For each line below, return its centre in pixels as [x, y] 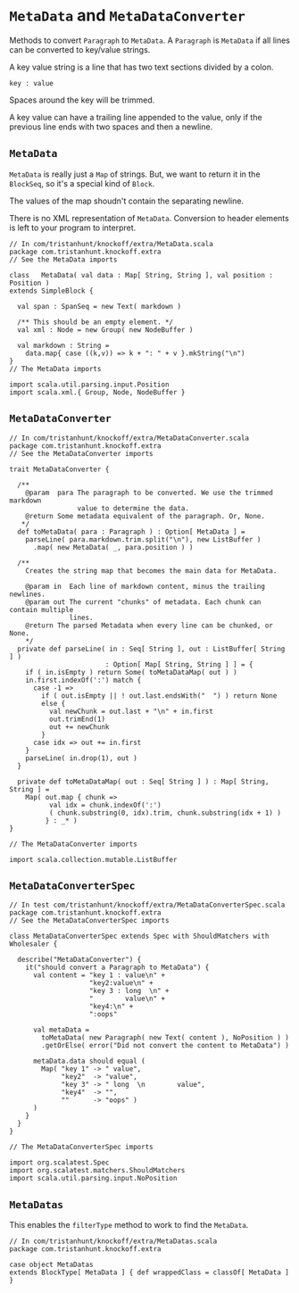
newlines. [28, 594]
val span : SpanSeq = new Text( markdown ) [99, 306]
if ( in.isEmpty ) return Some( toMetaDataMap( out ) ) [132, 672]
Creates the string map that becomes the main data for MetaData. [151, 571]
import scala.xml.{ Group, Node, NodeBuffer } [97, 392]
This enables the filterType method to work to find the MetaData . [129, 1225]
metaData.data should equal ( [89, 1061]
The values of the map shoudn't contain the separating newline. [126, 201]
